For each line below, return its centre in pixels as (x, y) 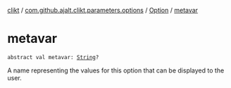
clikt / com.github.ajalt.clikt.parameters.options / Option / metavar (103, 10)
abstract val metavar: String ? (53, 57)
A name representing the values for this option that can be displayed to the (116, 70)
